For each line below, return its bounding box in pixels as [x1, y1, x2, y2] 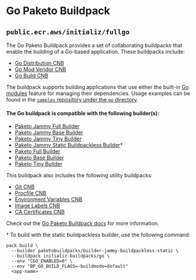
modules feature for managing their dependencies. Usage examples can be [6, 90, 191, 97]
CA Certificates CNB [14, 209, 65, 216]
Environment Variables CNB [14, 196, 83, 203]
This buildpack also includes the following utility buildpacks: [6, 172, 153, 179]
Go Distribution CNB [14, 60, 65, 66]
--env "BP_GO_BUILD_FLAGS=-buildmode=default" [11, 263, 128, 269]
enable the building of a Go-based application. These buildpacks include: [6, 48, 185, 55]
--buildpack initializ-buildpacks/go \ [11, 253, 110, 259]
